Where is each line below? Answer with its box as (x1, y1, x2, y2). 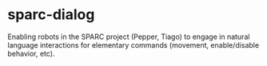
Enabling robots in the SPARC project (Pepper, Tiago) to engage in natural (7, 32, 250, 41)
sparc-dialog (7, 6, 95, 24)
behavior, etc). (7, 49, 55, 58)
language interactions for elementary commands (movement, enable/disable (7, 40, 260, 49)
